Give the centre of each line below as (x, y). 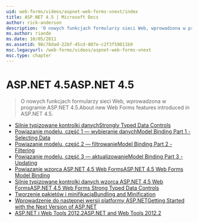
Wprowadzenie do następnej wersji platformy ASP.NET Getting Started (99, 200)
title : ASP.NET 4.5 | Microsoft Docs (52, 17)
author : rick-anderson (34, 22)
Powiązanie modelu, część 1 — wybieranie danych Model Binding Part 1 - (103, 131)
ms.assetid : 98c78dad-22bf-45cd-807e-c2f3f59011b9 (70, 45)
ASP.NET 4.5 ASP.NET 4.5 (70, 85)
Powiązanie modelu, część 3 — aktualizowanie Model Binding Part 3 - (99, 156)
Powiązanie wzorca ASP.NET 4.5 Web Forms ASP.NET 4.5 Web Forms (99, 169)
